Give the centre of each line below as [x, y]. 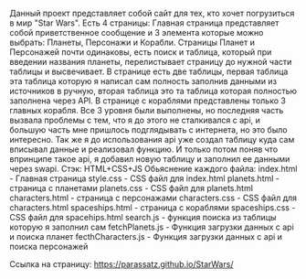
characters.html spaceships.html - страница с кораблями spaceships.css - [153, 208]
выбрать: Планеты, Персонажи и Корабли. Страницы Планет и [132, 42]
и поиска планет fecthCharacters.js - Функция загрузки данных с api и [146, 236]
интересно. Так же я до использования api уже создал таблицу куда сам [152, 139]
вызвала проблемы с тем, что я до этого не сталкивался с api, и [135, 120]
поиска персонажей [49, 247]
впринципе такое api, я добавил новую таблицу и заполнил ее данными [150, 159]
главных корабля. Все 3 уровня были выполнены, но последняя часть [147, 110]
